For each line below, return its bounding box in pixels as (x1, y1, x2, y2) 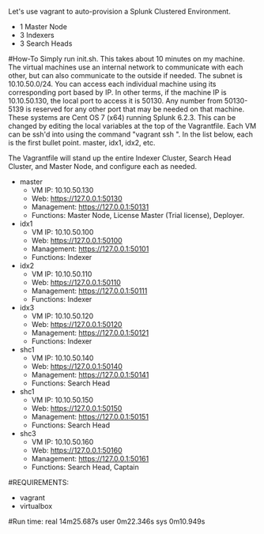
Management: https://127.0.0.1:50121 (31, 328, 149, 337)
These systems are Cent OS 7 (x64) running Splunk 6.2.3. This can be (8, 113, 236, 122)
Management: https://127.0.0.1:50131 (31, 202, 149, 212)
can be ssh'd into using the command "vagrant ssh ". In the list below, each (8, 130, 253, 139)
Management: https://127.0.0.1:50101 (31, 244, 149, 254)
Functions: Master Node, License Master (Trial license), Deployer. (31, 211, 245, 220)
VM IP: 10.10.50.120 (31, 311, 94, 321)
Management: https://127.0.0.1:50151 (31, 412, 149, 421)
